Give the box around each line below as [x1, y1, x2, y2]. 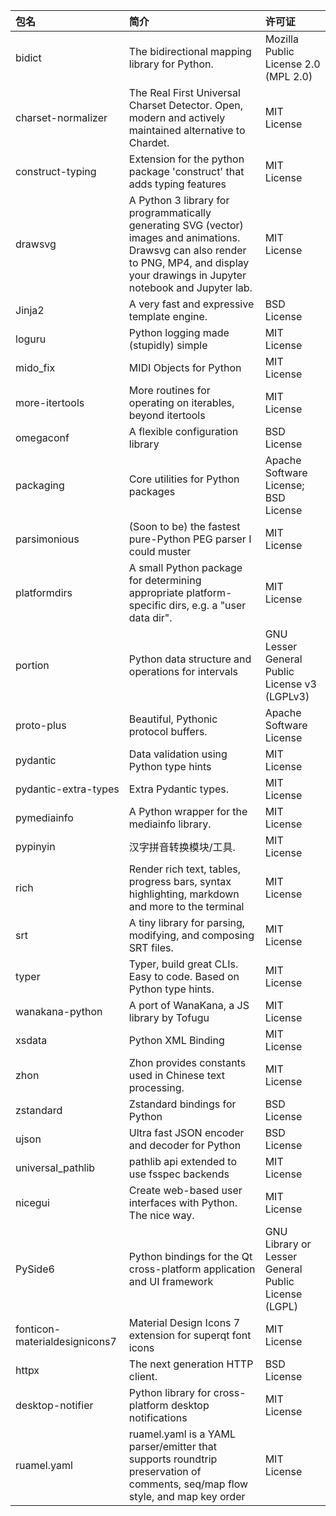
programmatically [128, 206, 212, 219]
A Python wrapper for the [128, 805, 248, 818]
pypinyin [15, 840, 56, 853]
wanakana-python [15, 1005, 103, 1018]
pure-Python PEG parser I [128, 532, 252, 546]
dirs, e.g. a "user [168, 599, 247, 612]
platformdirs [15, 586, 73, 599]
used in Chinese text [128, 1069, 225, 1082]
